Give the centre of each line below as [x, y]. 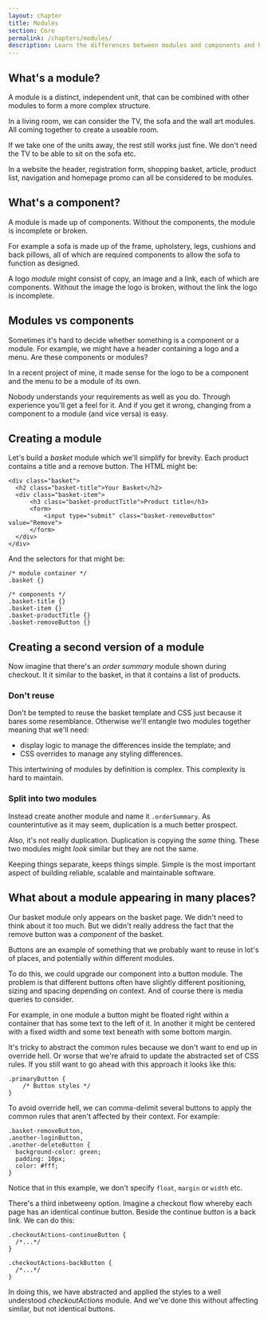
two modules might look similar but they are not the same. [104, 848]
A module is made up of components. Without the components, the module [132, 222]
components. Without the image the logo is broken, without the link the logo [133, 287]
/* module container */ [48, 574]
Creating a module [55, 438]
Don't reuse [32, 695]
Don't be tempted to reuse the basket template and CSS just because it [125, 713]
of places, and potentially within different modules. [92, 958]
